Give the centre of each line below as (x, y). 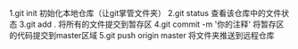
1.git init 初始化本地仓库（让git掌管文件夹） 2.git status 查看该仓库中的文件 (145, 13)
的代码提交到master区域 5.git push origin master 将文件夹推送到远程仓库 (142, 35)
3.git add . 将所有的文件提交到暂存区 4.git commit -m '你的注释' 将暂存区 (152, 24)
